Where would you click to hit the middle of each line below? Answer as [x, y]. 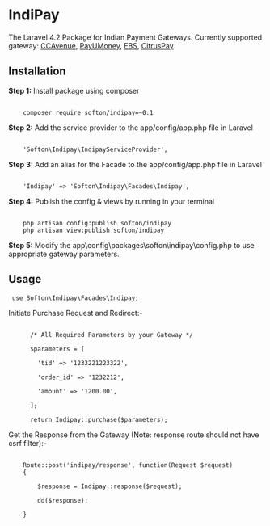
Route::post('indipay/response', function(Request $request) [128, 465]
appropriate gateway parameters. [64, 254]
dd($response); [63, 500]
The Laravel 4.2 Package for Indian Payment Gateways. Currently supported [135, 37]
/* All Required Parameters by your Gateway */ [112, 335]
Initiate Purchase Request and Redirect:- [76, 313]
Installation [37, 72]
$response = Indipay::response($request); [110, 486]
